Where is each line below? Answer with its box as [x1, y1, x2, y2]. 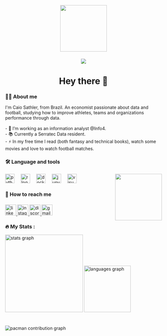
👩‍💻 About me [5, 93, 37, 100]
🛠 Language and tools [5, 158, 61, 165]
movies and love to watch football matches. [5, 146, 94, 152]
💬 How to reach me [5, 191, 52, 198]
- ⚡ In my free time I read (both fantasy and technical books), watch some [5, 138, 157, 144]
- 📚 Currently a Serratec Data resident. [5, 131, 86, 137]
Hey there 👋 [59, 75, 108, 87]
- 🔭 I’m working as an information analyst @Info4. [5, 126, 106, 132]
